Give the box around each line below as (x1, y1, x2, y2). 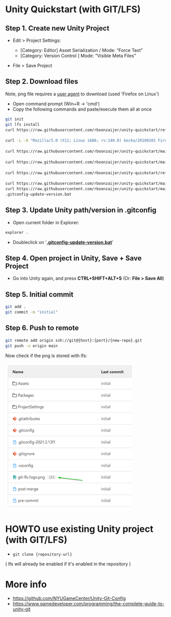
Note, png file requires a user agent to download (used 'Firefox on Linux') (5, 91, 159, 97)
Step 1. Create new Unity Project (5, 24, 109, 33)
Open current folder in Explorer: (12, 219, 80, 225)
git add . (5, 304, 26, 309)
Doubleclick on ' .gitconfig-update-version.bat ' (12, 239, 113, 245)
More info (5, 578, 47, 590)
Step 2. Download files (5, 77, 78, 86)
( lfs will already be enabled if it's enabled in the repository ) (5, 560, 131, 567)
